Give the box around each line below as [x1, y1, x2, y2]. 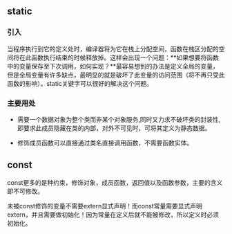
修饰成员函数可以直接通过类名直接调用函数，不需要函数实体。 [17, 138, 193, 147]
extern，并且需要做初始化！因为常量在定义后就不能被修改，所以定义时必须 [7, 210, 220, 219]
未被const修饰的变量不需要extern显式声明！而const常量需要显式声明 [7, 201, 202, 210]
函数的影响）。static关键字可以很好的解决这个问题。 [7, 79, 153, 87]
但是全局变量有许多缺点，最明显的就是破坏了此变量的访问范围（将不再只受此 [7, 71, 225, 79]
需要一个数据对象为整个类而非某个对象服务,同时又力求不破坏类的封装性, [17, 115, 221, 123]
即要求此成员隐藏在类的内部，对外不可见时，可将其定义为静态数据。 [17, 124, 211, 132]
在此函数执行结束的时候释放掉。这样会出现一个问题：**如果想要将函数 [19, 53, 220, 62]
